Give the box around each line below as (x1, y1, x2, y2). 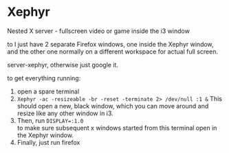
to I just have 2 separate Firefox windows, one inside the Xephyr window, (7, 40, 215, 48)
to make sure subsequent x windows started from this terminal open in (17, 123, 217, 132)
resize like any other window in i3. (17, 109, 113, 117)
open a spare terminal (17, 87, 80, 95)
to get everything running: (7, 73, 81, 82)
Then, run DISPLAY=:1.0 (17, 116, 84, 124)
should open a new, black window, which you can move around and (17, 102, 209, 110)
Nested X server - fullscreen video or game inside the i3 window (7, 27, 190, 35)
